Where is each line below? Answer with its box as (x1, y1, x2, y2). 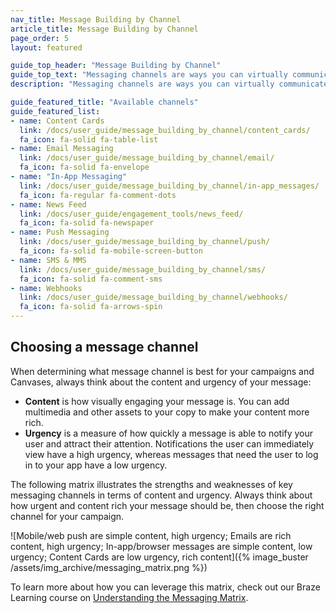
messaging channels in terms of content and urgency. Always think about (10, 489, 313, 501)
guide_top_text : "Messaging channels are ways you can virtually (10, 70, 288, 80)
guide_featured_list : (10, 106, 101, 116)
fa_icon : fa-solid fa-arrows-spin (19, 302, 163, 312)
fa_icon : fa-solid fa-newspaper (19, 218, 155, 228)
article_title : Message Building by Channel (10, 24, 199, 34)
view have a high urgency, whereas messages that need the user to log (24, 448, 319, 460)
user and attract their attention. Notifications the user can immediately (24, 437, 315, 450)
